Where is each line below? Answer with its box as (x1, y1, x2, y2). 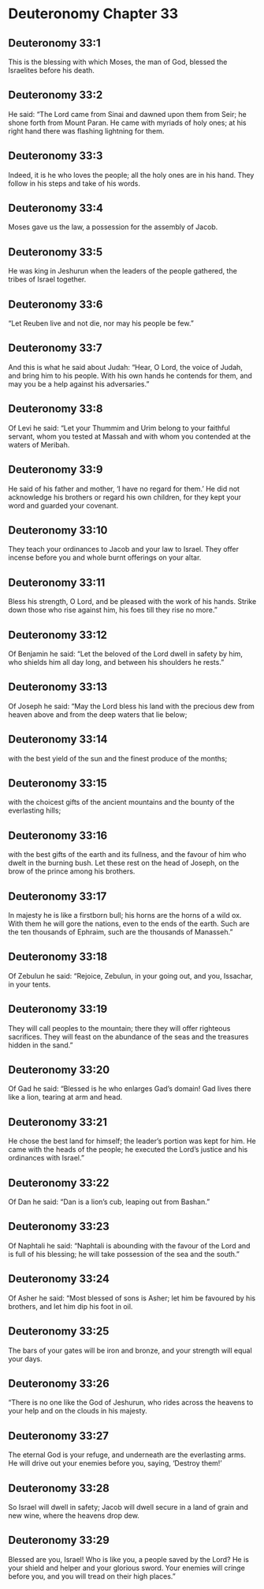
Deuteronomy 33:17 (8, 889, 107, 903)
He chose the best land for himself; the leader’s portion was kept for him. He (8, 1136, 256, 1146)
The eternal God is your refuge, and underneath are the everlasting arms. (8, 1450, 247, 1459)
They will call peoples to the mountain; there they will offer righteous (8, 1023, 231, 1032)
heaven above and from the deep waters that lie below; (8, 709, 188, 719)
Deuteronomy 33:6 (8, 297, 103, 311)
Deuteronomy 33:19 (8, 1002, 108, 1016)
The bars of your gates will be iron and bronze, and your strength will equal (8, 1346, 252, 1355)
